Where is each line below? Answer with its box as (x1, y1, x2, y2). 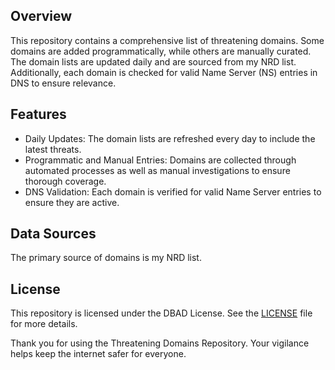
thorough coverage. (24, 175, 107, 187)
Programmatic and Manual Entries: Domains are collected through (24, 154, 297, 166)
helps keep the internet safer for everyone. (10, 348, 187, 360)
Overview (10, 8, 73, 25)
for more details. (10, 318, 78, 330)
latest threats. (24, 143, 82, 155)
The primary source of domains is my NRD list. (10, 252, 202, 264)
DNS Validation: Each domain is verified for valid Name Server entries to (24, 185, 322, 198)
